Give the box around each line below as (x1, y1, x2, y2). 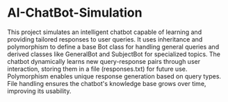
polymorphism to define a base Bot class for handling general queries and (7, 42, 220, 51)
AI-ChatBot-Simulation (7, 5, 142, 21)
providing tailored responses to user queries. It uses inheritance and (7, 35, 203, 43)
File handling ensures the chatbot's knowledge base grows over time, (7, 79, 206, 87)
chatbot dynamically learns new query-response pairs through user (7, 57, 200, 65)
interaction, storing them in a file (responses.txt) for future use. (7, 65, 188, 73)
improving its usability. (7, 87, 72, 95)
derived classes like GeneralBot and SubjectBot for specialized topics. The (7, 50, 221, 58)
